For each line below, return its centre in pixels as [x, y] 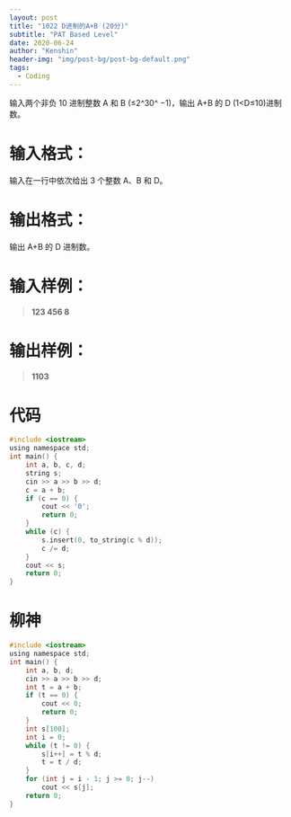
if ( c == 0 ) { [52, 498]
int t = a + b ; [54, 687]
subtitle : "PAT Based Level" [64, 34]
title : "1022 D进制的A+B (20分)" [69, 26]
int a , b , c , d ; [56, 465]
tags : [19, 68]
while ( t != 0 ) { [58, 746]
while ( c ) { [48, 532]
